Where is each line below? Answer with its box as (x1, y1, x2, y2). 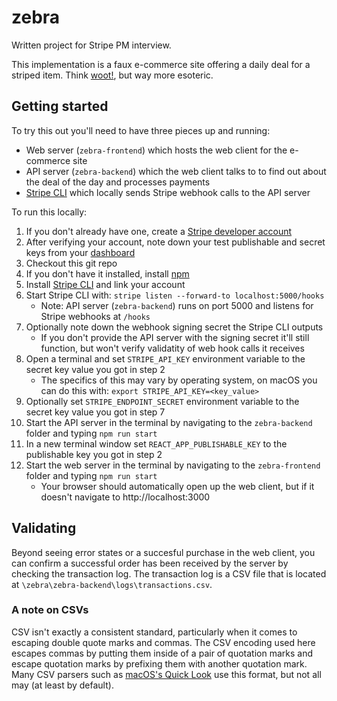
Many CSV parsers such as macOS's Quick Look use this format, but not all (11, 668, 322, 680)
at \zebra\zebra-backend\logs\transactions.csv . (11, 578, 213, 590)
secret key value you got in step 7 (25, 406, 166, 418)
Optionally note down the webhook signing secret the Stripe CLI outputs (25, 321, 324, 333)
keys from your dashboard (25, 246, 136, 258)
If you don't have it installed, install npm (25, 267, 190, 280)
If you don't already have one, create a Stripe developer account (25, 225, 293, 237)
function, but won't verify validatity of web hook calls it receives (40, 342, 305, 354)
